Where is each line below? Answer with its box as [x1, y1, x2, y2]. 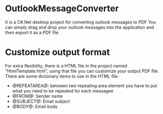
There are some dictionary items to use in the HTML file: [5, 73, 119, 79]
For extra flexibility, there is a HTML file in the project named [5, 63, 128, 68]
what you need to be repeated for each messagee [12, 88, 114, 93]
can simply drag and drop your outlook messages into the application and [5, 24, 154, 30]
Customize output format [5, 47, 110, 58]
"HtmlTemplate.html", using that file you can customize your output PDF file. [5, 68, 159, 74]
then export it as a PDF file [5, 29, 59, 35]
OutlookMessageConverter [5, 3, 119, 14]
